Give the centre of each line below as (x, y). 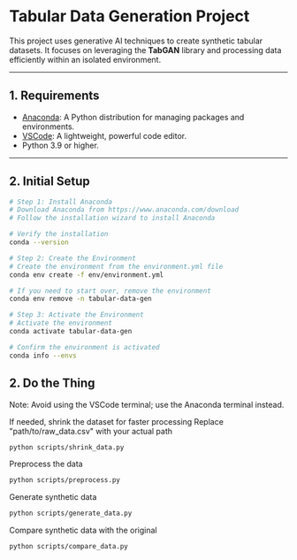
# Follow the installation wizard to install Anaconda (112, 219)
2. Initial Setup (49, 182)
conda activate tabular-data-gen (71, 332)
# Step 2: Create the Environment (73, 258)
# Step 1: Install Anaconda (61, 202)
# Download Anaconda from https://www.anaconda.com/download (124, 210)
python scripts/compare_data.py (69, 547)
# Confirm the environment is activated (85, 347)
